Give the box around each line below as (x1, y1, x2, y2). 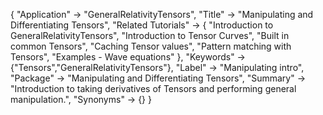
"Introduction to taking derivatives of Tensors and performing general (10, 83, 297, 94)
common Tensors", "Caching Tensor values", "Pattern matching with (10, 40, 292, 52)
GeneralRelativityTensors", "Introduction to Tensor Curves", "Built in (10, 30, 290, 41)
